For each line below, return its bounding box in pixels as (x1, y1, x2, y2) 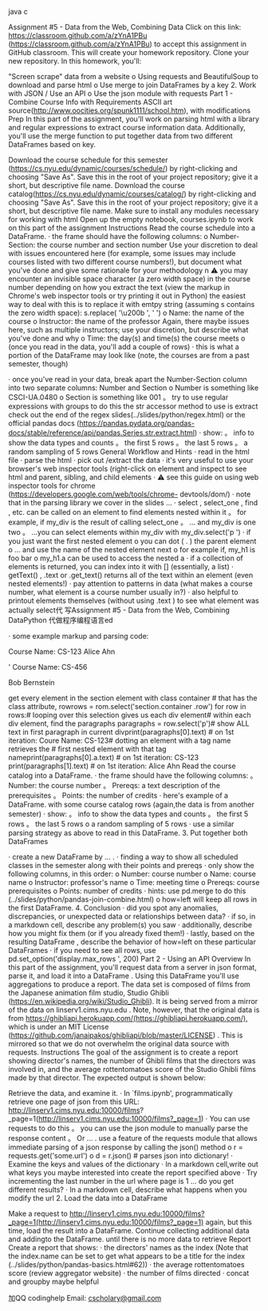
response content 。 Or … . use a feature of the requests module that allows (8, 1134, 258, 1142)
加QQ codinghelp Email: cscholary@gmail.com (8, 1293, 162, 1302)
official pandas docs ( (8, 419, 80, 428)
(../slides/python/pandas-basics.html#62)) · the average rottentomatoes (8, 1260, 245, 1269)
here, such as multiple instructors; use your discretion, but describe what (8, 325, 249, 334)
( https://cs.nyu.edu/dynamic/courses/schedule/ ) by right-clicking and (8, 164, 238, 173)
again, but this (205, 1217, 253, 1226)
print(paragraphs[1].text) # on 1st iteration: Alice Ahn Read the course (8, 761, 237, 771)
